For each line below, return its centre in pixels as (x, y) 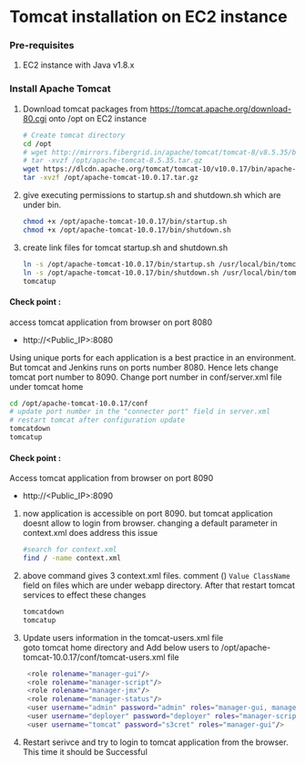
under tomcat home (46, 386)
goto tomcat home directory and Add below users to (121, 647)
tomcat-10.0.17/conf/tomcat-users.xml (94, 657)
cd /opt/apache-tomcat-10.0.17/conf (79, 403)
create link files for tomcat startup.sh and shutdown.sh (125, 247)
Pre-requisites (42, 46)
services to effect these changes (84, 594)
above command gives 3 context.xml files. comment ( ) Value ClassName (156, 575)
